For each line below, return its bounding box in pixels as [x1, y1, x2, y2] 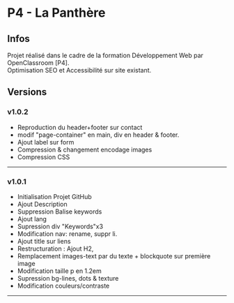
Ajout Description [17, 200, 68, 208]
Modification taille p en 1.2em [17, 267, 102, 275]
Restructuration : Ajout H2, [17, 244, 94, 253]
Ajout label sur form [17, 138, 75, 146]
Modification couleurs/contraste [17, 281, 110, 290]
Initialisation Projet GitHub [17, 192, 92, 200]
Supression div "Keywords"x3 [17, 222, 103, 230]
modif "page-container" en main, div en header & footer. [17, 131, 180, 139]
